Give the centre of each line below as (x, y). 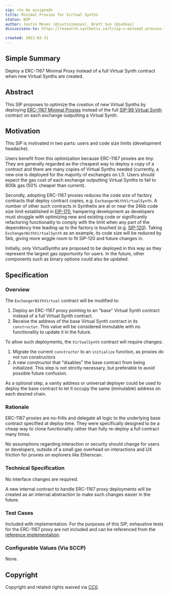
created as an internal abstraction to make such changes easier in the (78, 494)
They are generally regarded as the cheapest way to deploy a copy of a (80, 164)
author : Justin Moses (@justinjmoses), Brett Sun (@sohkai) (70, 24)
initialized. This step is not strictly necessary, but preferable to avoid (84, 368)
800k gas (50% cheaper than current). (46, 185)
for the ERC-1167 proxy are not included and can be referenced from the (80, 530)
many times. (18, 434)
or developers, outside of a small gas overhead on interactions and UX (79, 449)
